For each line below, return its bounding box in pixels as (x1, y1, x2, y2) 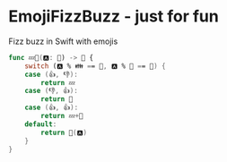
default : (24, 119, 57, 129)
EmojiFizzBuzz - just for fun (8, 6, 219, 27)
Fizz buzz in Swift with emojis (8, 36, 118, 47)
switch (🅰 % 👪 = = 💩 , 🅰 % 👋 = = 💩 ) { (24, 61, 167, 71)
